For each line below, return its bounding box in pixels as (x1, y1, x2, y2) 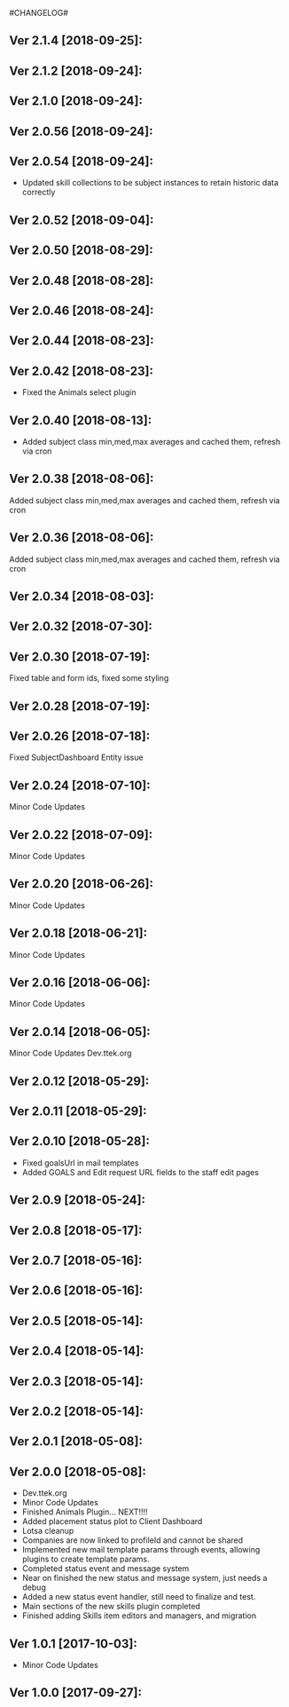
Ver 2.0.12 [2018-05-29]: (9, 1073, 150, 1088)
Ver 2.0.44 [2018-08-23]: (9, 333, 154, 349)
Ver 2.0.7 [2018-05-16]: (9, 1253, 143, 1268)
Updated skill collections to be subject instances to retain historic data (21, 178, 279, 188)
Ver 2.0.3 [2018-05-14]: (9, 1373, 144, 1388)
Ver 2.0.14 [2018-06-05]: (9, 1024, 151, 1039)
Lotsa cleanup (21, 1526, 74, 1537)
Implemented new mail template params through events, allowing (21, 1545, 261, 1555)
